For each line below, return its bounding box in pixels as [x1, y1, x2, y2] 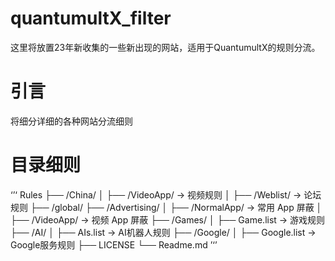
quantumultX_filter [10, 7, 172, 30]
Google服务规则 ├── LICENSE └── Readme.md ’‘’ [10, 238, 218, 251]
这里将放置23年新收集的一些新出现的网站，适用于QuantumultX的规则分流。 [10, 41, 321, 53]
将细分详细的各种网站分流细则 [10, 115, 133, 127]
